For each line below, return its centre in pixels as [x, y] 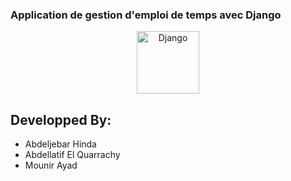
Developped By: [61, 119]
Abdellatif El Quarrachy [72, 155]
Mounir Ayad [51, 165]
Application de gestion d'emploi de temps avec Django [146, 15]
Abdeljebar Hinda [60, 144]
